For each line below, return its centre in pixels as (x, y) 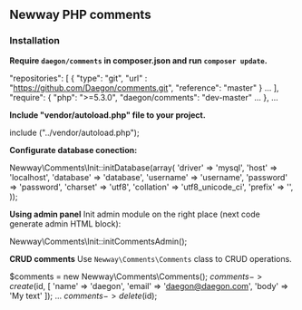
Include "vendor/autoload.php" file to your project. (107, 115)
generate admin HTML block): (65, 223)
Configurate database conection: (73, 150)
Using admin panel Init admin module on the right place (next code (135, 214)
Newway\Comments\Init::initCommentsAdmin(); (98, 241)
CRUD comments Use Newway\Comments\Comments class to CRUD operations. (151, 258)
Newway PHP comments (80, 15)
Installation (35, 41)
